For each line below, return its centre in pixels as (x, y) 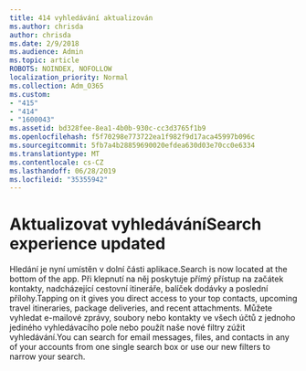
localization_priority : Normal (69, 78)
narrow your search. (47, 356)
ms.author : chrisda (47, 26)
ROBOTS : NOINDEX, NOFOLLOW (61, 69)
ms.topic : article (44, 60)
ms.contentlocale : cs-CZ (57, 162)
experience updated (88, 244)
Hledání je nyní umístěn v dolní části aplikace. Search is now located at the (148, 270)
